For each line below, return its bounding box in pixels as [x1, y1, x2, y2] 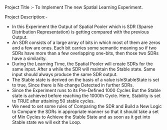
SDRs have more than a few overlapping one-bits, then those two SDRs [11, 50, 159, 56]
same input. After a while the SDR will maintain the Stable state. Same [11, 66, 155, 72]
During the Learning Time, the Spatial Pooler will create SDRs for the [11, 61, 153, 66]
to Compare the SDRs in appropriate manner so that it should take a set [11, 108, 159, 114]
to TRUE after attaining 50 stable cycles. [11, 98, 95, 104]
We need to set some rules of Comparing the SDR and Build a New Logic [11, 103, 162, 109]
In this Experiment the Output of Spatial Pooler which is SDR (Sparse [11, 23, 153, 29]
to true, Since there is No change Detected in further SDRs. [11, 82, 134, 88]
